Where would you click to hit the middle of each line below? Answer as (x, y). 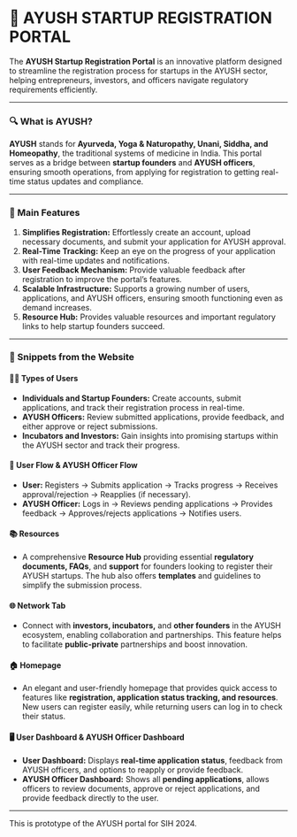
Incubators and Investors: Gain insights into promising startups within (150, 435)
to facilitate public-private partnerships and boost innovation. (135, 644)
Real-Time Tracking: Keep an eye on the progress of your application (148, 250)
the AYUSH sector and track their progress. (101, 445)
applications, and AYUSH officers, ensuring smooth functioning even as (152, 298)
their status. (44, 717)
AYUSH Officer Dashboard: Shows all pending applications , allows (145, 779)
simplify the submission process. (82, 585)
